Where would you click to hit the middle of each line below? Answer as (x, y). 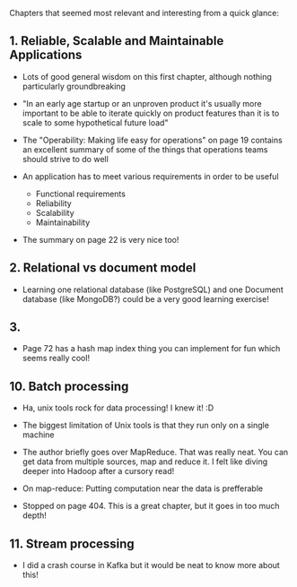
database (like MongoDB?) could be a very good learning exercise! (145, 298)
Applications (46, 55)
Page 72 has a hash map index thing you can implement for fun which (151, 349)
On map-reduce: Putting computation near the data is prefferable (142, 488)
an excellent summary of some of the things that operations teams (145, 149)
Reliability (53, 203)
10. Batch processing (69, 386)
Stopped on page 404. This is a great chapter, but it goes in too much (151, 506)
